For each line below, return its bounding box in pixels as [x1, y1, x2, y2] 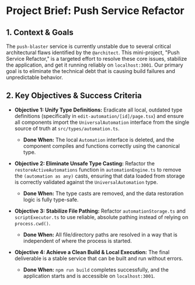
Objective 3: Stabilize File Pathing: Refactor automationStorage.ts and [14, 207, 186, 214]
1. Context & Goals [6, 27, 74, 37]
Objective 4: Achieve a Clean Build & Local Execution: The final [14, 248, 170, 255]
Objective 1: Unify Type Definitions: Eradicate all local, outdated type [14, 106, 183, 113]
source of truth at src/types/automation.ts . [14, 124, 120, 132]
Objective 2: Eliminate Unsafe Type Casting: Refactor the [14, 159, 155, 167]
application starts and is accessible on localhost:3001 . [23, 272, 155, 279]
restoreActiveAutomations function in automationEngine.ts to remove [14, 166, 182, 173]
